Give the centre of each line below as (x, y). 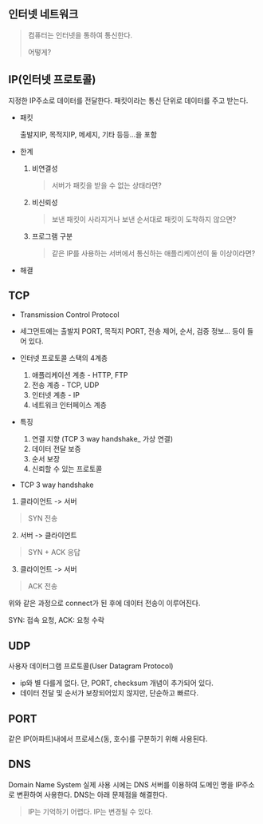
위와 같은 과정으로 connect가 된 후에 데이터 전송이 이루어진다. (104, 603)
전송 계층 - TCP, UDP (65, 385)
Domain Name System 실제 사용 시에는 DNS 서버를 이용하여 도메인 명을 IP (125, 784)
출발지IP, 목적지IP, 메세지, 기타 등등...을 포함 (88, 134)
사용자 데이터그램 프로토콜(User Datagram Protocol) (91, 666)
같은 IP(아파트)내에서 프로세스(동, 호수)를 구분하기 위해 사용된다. (108, 739)
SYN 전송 (43, 518)
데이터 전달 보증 (56, 449)
